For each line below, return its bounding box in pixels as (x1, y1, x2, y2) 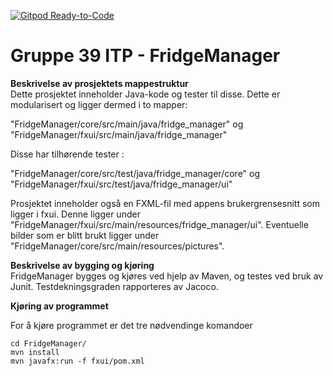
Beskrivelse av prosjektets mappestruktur (10, 77, 189, 89)
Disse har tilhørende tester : (10, 148, 125, 160)
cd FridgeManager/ (10, 338, 87, 349)
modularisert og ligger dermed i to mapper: (10, 98, 188, 110)
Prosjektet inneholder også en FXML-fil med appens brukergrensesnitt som (10, 197, 320, 209)
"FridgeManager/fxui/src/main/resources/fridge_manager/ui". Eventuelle (10, 218, 309, 230)
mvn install (10, 347, 60, 357)
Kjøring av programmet (10, 300, 109, 312)
